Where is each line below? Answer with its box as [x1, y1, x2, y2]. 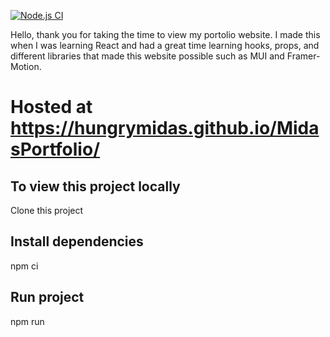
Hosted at [10, 96, 93, 119]
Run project [10, 289, 85, 306]
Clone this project [10, 205, 84, 216]
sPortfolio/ [10, 138, 100, 161]
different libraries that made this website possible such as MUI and [10, 50, 285, 62]
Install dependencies [10, 233, 144, 250]
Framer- [286, 50, 321, 62]
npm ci [10, 260, 39, 272]
